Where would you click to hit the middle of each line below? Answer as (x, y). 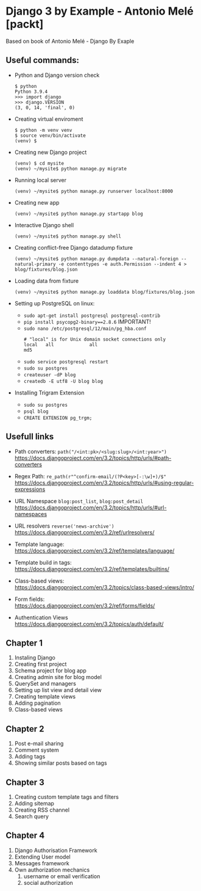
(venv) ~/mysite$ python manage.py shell (68, 236)
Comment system (37, 750)
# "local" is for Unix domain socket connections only (94, 339)
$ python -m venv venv (43, 130)
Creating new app (37, 202)
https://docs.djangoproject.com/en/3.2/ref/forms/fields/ (85, 605)
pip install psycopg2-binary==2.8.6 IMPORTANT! (87, 321)
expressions (30, 489)
